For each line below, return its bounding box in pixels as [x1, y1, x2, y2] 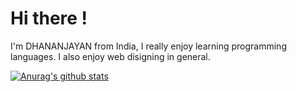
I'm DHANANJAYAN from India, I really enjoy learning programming [10, 40, 287, 52]
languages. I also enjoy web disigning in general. [10, 50, 211, 62]
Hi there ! [10, 7, 88, 30]
